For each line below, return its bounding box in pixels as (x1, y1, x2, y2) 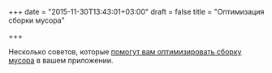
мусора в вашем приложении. (8, 56, 114, 65)
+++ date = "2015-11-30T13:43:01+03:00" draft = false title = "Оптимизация (8, 7, 265, 16)
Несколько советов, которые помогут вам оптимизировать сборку (8, 47, 242, 56)
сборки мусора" (8, 15, 65, 25)
